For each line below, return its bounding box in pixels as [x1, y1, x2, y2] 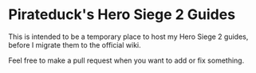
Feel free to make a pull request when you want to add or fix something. [8, 56, 245, 65]
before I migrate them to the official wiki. [8, 40, 141, 49]
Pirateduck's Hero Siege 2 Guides [8, 6, 236, 24]
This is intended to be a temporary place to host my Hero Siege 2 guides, [8, 32, 249, 41]
